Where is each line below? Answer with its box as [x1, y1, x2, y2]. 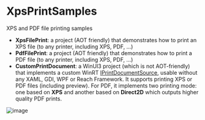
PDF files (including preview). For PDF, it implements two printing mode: [15, 81, 197, 89]
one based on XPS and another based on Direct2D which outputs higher [15, 88, 199, 96]
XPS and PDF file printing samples [6, 24, 93, 32]
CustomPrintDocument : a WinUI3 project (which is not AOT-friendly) [15, 62, 190, 70]
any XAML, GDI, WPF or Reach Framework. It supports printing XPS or [15, 75, 193, 83]
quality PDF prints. [15, 95, 62, 102]
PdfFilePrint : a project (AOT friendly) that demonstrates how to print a [15, 49, 193, 56]
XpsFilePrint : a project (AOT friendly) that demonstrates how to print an [15, 36, 197, 43]
